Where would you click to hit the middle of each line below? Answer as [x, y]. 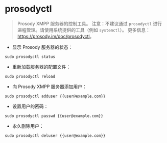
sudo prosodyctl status [30, 56]
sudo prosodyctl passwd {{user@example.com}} [54, 116]
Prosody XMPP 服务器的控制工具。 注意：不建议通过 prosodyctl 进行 [89, 23]
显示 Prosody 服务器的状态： [42, 47]
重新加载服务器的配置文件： [41, 67]
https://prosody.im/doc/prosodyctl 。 [56, 36]
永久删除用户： [28, 126]
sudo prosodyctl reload [30, 76]
